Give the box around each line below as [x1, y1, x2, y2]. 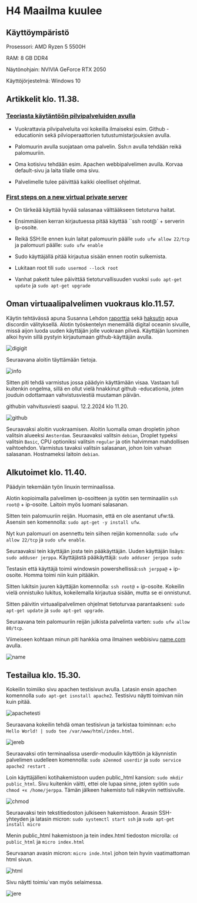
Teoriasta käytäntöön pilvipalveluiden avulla [6, 112, 136, 120]
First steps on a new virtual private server [6, 193, 128, 201]
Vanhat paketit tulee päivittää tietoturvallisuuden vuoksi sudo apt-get [14, 275, 182, 283]
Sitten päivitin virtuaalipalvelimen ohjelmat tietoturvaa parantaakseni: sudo [6, 600, 185, 607]
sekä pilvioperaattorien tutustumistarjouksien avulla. [45, 131, 171, 139]
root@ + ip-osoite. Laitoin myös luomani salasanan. [6, 501, 129, 508]
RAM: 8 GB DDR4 [6, 55, 48, 61]
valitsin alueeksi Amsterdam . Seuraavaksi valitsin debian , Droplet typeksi [6, 432, 178, 439]
